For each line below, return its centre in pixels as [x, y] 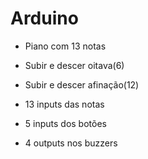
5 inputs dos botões [65, 123]
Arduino [44, 18]
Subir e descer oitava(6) [74, 65]
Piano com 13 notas [65, 46]
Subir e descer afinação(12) [82, 84]
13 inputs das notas [64, 104]
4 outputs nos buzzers [71, 143]
